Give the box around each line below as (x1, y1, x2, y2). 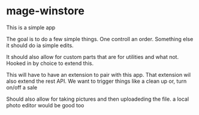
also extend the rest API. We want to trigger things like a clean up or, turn (6, 77, 187, 85)
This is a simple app (6, 24, 56, 31)
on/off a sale (6, 83, 38, 91)
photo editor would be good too (6, 101, 85, 108)
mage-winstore (6, 4, 85, 18)
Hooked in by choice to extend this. (6, 60, 94, 67)
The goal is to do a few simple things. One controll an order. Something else (6, 35, 194, 42)
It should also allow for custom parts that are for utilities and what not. (6, 53, 179, 60)
